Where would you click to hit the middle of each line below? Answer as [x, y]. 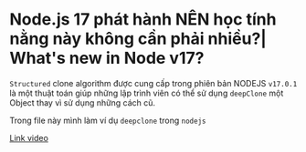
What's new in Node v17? [107, 58]
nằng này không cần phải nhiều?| [138, 39]
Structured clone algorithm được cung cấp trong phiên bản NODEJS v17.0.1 [153, 83]
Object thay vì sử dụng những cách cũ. [83, 102]
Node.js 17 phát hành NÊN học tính [143, 20]
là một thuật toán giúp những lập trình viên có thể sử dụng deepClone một [147, 93]
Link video [29, 137]
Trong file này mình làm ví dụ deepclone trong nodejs [108, 120]
